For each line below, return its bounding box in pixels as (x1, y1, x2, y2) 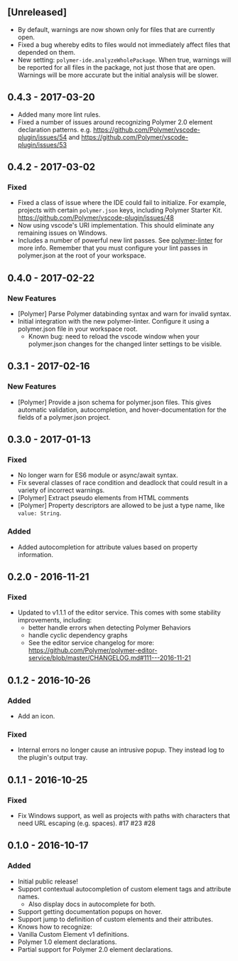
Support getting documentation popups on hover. (17, 907, 163, 915)
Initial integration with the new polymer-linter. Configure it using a (17, 317, 210, 325)
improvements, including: (17, 616, 92, 625)
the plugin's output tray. (17, 753, 88, 762)
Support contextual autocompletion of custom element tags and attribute (17, 884, 232, 893)
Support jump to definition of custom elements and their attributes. (17, 915, 213, 923)
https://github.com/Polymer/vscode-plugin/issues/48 (17, 213, 174, 222)
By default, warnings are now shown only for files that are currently (17, 25, 215, 33)
